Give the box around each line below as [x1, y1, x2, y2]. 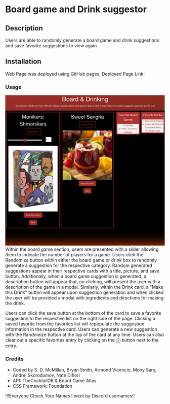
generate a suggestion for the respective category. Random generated [5, 262, 152, 268]
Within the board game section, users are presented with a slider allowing [5, 246, 159, 252]
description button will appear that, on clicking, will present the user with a [5, 278, 161, 285]
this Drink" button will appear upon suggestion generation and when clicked [5, 289, 164, 295]
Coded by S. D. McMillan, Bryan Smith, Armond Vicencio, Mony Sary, [12, 366, 157, 373]
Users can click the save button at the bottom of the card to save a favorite [5, 310, 161, 316]
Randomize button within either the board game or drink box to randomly [5, 257, 157, 263]
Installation [5, 57, 41, 66]
